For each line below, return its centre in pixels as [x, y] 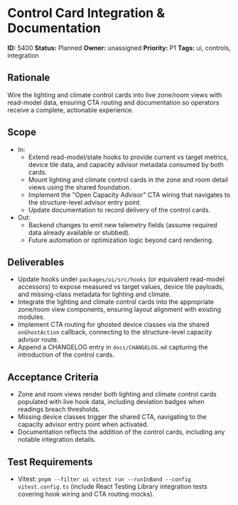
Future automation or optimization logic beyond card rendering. [121, 240]
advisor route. [38, 340]
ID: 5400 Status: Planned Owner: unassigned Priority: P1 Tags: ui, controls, [119, 48]
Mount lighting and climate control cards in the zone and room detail [128, 180]
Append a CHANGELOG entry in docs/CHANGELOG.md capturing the [113, 347]
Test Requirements [50, 462]
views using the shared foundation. [80, 187]
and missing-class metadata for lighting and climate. [94, 294]
